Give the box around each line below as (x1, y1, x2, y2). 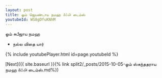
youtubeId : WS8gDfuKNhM (5, 17, 56, 22)
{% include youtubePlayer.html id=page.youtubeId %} (5, 51, 119, 58)
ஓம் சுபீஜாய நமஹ (5, 31, 40, 37)
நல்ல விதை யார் (12, 41, 44, 47)
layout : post (5, 7, 33, 13)
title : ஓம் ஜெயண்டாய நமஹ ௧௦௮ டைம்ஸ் (5, 12, 86, 17)
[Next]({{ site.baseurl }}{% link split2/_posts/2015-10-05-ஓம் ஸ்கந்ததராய (5, 61, 157, 67)
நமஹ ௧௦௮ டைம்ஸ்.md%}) (5, 67, 59, 73)
